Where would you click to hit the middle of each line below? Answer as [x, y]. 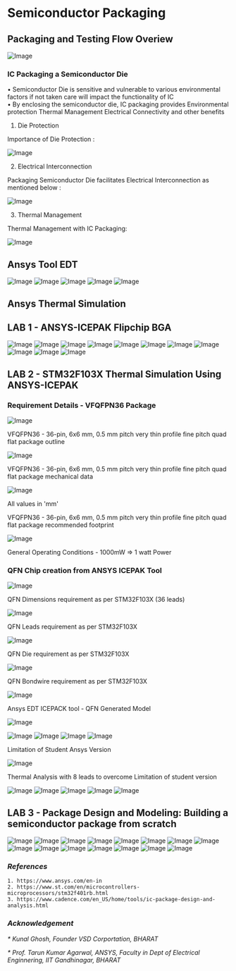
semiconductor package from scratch [92, 823]
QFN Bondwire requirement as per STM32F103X [77, 681]
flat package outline [36, 441]
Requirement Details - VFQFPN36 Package [82, 405]
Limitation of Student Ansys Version [59, 750]
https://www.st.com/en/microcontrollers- [78, 887]
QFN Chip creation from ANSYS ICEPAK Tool [85, 570]
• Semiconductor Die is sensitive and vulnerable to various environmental [114, 89]
